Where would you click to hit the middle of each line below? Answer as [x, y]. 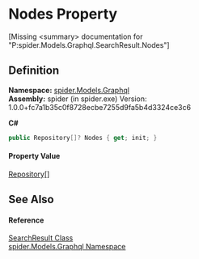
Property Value [34, 156]
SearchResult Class [41, 238]
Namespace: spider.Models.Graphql [69, 90]
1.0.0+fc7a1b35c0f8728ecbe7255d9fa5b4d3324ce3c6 [100, 107]
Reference [26, 220]
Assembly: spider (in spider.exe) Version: [78, 99]
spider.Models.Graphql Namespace [67, 247]
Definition [34, 71]
